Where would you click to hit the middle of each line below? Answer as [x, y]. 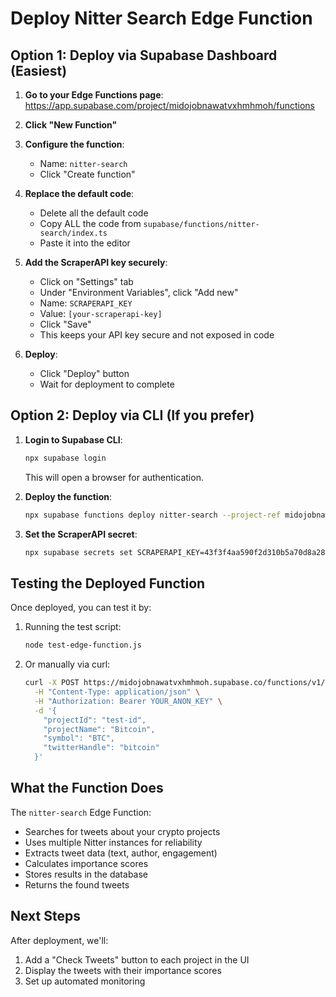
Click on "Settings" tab [86, 281]
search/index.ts [73, 233]
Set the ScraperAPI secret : [81, 534]
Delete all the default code [94, 213]
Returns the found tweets [77, 884]
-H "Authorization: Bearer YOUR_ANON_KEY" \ [128, 701]
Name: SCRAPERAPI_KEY [86, 303]
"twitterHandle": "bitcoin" [101, 748]
